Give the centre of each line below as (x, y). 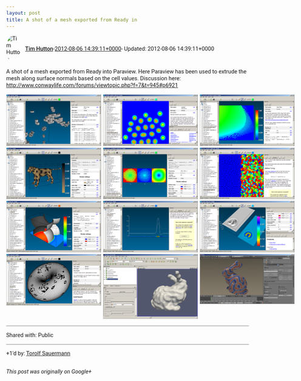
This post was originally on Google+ (49, 372)
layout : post (23, 13)
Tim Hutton (39, 49)
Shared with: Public (30, 335)
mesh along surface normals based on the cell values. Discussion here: (94, 78)
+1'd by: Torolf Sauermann (38, 353)
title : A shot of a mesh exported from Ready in (72, 20)
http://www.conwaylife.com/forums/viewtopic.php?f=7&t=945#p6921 (92, 85)
